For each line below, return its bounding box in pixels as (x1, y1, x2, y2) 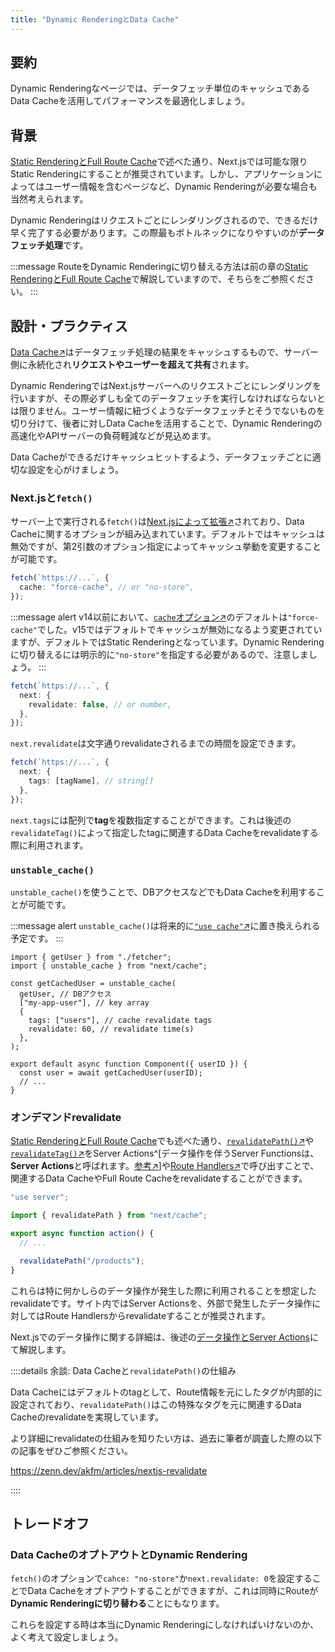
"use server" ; (10, 1192, 70, 1203)
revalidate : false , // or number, (28, 699, 172, 710)
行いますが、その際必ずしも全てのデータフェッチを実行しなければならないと (10, 392, 326, 405)
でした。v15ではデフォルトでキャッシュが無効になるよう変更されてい (36, 623, 323, 635)
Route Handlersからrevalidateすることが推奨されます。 (44, 1309, 271, 1321)
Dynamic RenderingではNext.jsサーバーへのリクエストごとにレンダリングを (10, 380, 322, 392)
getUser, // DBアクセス (19, 989, 112, 1000)
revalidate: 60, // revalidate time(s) (28, 1024, 195, 1035)
